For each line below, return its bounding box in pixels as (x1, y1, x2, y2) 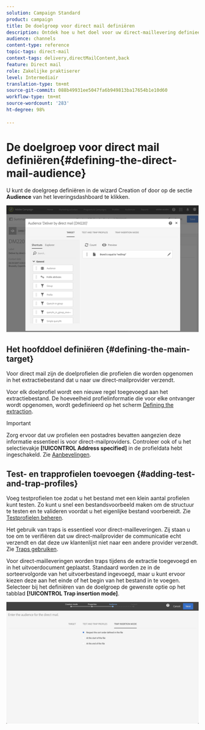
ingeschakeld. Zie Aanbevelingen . (6, 451, 92, 458)
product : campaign (6, 16, 53, 23)
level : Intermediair (6, 74, 59, 81)
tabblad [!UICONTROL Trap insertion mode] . (6, 589, 120, 597)
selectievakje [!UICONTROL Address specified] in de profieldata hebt (6, 444, 182, 452)
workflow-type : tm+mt (6, 94, 62, 100)
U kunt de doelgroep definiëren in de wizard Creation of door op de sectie (6, 187, 193, 194)
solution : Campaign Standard (6, 10, 81, 16)
